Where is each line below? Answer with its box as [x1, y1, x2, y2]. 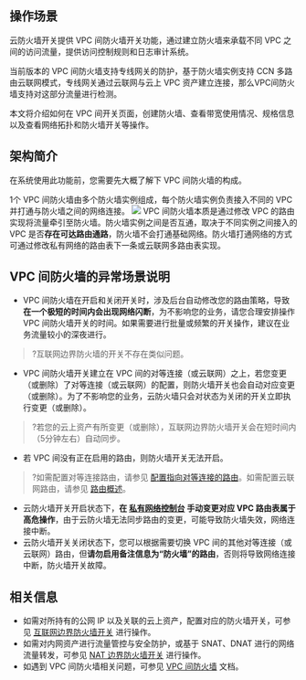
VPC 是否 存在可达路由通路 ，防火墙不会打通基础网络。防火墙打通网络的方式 [9, 228, 292, 239]
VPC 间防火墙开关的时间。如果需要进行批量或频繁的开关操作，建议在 [22, 318, 282, 329]
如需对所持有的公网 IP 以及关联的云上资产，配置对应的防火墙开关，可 [22, 615, 283, 626]
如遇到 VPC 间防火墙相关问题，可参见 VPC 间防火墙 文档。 [22, 661, 244, 672]
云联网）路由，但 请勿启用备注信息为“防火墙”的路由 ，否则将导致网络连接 [22, 548, 296, 559]
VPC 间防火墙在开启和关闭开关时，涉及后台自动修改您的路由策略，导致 [22, 295, 290, 306]
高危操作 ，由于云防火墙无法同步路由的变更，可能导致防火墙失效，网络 [22, 515, 288, 526]
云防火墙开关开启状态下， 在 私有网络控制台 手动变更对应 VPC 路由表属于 [22, 503, 296, 514]
